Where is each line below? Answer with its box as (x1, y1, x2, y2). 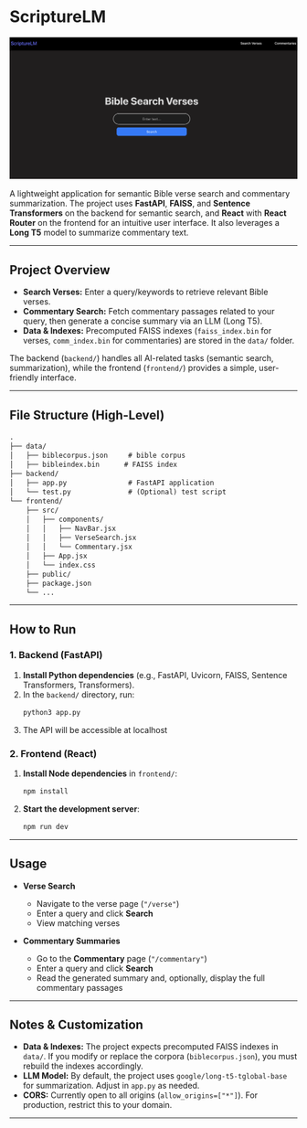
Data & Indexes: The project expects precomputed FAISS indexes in (22, 1041, 279, 1052)
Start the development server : (22, 803, 140, 814)
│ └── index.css (26, 560, 96, 570)
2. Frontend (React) (9, 747, 98, 760)
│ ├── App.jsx (26, 551, 89, 561)
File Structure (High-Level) (9, 407, 165, 422)
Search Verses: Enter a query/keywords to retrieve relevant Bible (22, 286, 269, 298)
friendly (9, 372, 39, 383)
